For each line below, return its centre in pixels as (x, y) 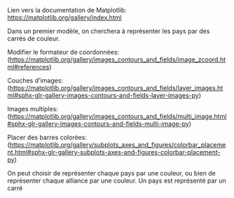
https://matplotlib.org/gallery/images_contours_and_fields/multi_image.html (118, 116)
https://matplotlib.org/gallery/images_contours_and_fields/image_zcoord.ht (118, 59)
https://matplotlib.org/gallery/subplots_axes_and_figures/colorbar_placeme (118, 145)
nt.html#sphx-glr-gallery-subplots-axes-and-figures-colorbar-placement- (114, 152)
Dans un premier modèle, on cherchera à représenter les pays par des (109, 31)
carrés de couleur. (34, 38)
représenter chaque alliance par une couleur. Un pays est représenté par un (117, 181)
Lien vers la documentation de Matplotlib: (67, 10)
